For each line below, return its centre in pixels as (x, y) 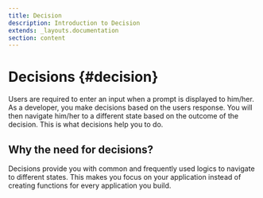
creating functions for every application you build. (90, 185)
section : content (37, 38)
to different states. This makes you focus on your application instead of (125, 177)
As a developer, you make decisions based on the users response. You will (130, 107)
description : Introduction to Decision (74, 23)
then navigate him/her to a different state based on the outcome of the (124, 116)
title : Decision (35, 16)
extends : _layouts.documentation (64, 30)
